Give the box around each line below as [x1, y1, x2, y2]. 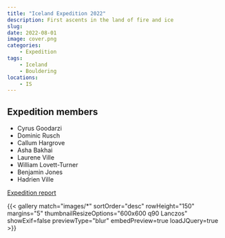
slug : [7, 23, 23, 30]
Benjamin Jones [17, 168, 63, 176]
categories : [7, 42, 41, 49]
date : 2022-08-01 [7, 29, 57, 36]
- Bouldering [19, 67, 57, 74]
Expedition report [7, 188, 56, 197]
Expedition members [7, 106, 98, 118]
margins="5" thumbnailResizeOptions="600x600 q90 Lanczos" [7, 209, 188, 217]
